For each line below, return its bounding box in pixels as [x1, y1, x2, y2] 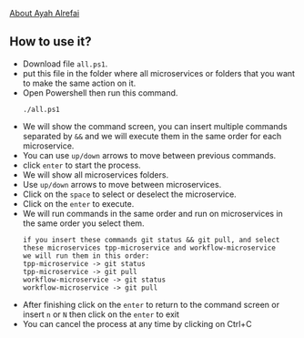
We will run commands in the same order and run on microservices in [22, 208, 284, 219]
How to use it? [9, 34, 92, 49]
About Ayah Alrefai [9, 8, 80, 18]
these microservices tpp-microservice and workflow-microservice [22, 243, 276, 252]
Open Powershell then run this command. [22, 87, 178, 98]
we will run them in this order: [22, 251, 150, 261]
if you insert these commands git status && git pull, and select [22, 235, 280, 244]
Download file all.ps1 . [22, 58, 108, 69]
